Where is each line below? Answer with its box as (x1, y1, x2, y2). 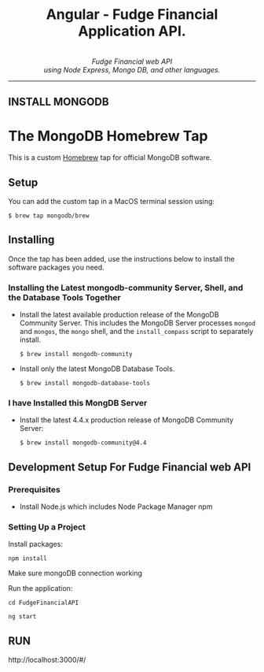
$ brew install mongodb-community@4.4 (19, 439, 147, 447)
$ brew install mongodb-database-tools (19, 380, 151, 388)
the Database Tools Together (8, 291, 122, 303)
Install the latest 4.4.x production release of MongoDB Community (19, 415, 234, 425)
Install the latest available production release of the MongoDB (19, 310, 219, 320)
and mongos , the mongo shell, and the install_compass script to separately (19, 327, 254, 336)
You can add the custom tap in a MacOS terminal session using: (8, 197, 214, 206)
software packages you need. (8, 262, 104, 272)
